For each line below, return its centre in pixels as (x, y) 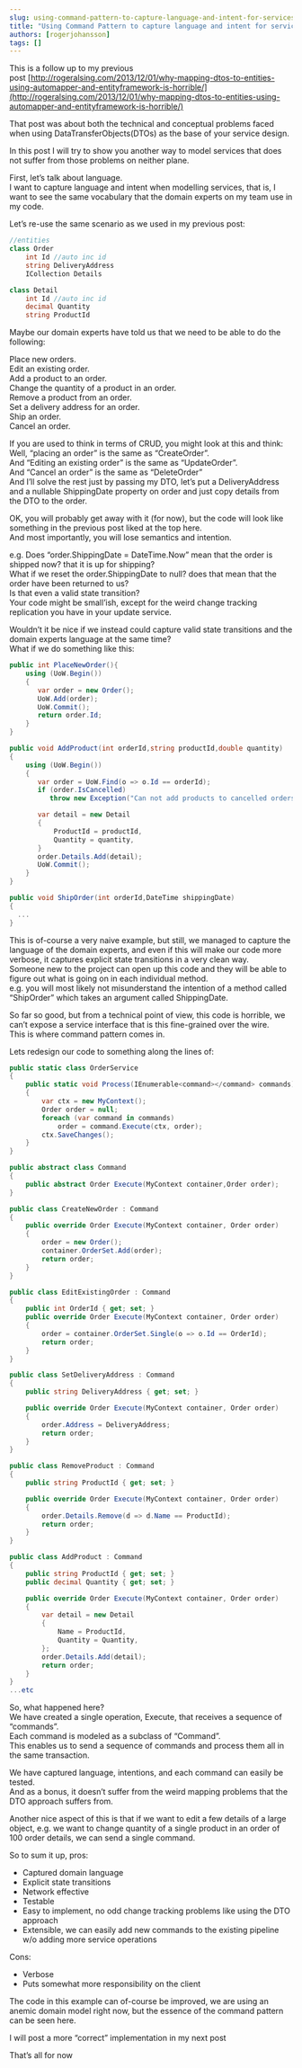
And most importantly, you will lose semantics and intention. (120, 538)
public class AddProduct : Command (76, 1557)
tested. (22, 1782)
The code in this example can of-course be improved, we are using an (139, 2001)
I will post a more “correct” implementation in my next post (118, 2038)
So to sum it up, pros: (49, 1855)
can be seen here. (43, 2020)
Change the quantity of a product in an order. (93, 388)
